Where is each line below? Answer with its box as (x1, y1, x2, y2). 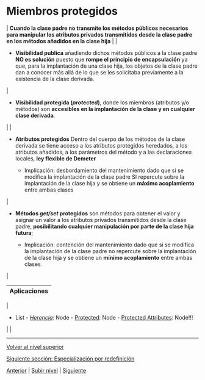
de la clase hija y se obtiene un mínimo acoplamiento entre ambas (24, 254, 193, 261)
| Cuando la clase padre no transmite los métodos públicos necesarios (6, 24, 189, 32)
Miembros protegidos (6, 4, 118, 18)
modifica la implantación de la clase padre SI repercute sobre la (24, 173, 185, 181)
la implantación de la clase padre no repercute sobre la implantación (24, 247, 196, 254)
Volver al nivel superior (6, 343, 64, 350)
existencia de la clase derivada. (15, 75, 95, 82)
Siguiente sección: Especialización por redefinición (6, 355, 135, 362)
